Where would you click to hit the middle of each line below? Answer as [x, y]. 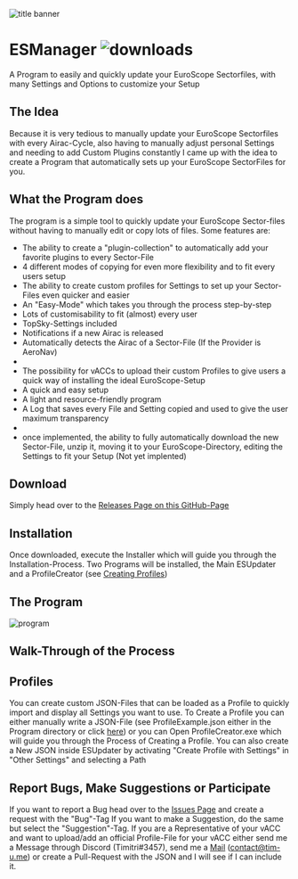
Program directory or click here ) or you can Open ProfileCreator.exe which [145, 732]
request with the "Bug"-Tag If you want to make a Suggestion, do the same [147, 819]
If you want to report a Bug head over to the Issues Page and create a [137, 809]
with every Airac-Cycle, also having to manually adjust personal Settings [142, 143]
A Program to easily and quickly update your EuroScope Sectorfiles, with [142, 74]
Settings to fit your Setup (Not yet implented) [104, 456]
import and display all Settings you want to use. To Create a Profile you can [147, 712]
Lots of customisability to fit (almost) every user [110, 314]
